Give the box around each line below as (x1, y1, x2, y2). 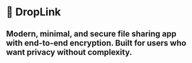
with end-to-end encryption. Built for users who (6, 38, 187, 48)
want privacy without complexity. (6, 47, 132, 57)
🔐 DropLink (6, 5, 61, 19)
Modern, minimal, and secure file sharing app (6, 29, 177, 39)
